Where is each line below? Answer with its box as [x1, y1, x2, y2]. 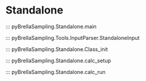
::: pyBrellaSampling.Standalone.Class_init [5, 45, 108, 53]
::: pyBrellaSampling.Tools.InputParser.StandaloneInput [5, 34, 140, 41]
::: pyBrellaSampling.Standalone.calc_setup [5, 57, 111, 64]
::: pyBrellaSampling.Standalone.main [5, 23, 97, 30]
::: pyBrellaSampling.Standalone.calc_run [5, 68, 106, 75]
